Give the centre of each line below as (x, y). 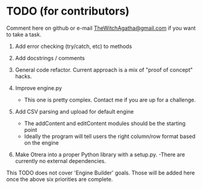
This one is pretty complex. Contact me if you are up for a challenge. (110, 100)
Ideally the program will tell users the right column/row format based (110, 136)
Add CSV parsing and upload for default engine (74, 111)
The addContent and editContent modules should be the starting (105, 123)
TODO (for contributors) (68, 11)
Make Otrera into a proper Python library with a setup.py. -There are (100, 154)
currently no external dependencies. (60, 161)
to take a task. (24, 34)
